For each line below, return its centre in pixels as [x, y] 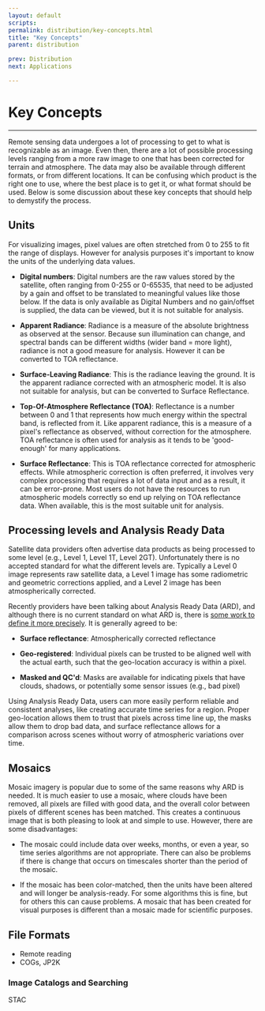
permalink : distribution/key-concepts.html [81, 30]
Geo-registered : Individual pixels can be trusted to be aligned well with [135, 654]
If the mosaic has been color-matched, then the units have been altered [136, 885]
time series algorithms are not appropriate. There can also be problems [135, 853]
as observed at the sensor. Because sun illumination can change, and [132, 333]
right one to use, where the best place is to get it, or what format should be [130, 183]
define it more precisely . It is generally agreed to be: [93, 623]
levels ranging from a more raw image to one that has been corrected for [127, 158]
